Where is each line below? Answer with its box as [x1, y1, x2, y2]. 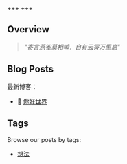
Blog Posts [7, 63, 54, 75]
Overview [7, 23, 50, 35]
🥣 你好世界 [16, 97, 47, 105]
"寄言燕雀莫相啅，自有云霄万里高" [23, 43, 120, 51]
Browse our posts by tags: [7, 136, 81, 144]
